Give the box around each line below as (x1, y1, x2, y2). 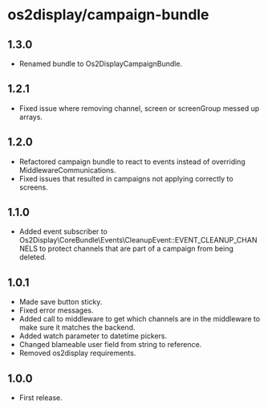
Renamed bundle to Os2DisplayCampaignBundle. (18, 59, 182, 68)
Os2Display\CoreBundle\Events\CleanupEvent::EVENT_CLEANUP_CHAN (18, 235, 258, 245)
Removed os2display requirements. (18, 348, 136, 358)
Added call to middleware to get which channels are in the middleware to (18, 314, 261, 324)
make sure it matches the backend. (18, 323, 136, 333)
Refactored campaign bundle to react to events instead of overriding (18, 157, 246, 166)
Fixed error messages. (18, 305, 94, 315)
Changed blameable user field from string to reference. (18, 340, 202, 350)
